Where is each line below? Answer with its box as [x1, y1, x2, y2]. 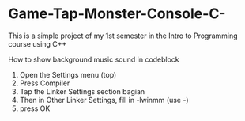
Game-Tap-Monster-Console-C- [8, 5, 226, 23]
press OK [19, 104, 51, 113]
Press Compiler [19, 78, 70, 88]
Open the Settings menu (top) [19, 70, 117, 79]
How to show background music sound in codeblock [8, 55, 179, 64]
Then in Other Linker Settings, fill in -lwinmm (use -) [19, 95, 189, 104]
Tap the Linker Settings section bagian [19, 86, 145, 96]
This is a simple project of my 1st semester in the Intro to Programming [8, 31, 239, 40]
